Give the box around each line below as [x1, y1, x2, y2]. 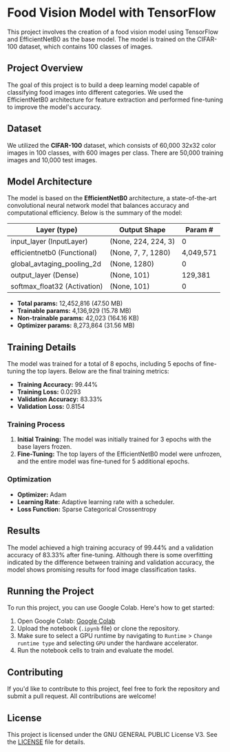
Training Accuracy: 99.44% [17, 380, 98, 389]
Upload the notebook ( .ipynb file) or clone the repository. [17, 624, 180, 633]
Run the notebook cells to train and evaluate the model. [17, 646, 174, 655]
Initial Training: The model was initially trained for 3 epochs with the [17, 435, 211, 443]
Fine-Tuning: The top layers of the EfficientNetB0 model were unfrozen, [17, 450, 222, 459]
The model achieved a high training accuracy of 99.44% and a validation [7, 543, 213, 552]
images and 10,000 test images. [7, 155, 98, 164]
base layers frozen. [17, 443, 72, 451]
